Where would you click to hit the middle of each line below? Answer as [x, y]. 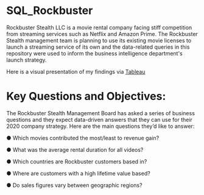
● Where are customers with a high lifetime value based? [78, 173]
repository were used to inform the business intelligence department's [94, 53]
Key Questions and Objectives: [86, 97]
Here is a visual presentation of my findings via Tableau [76, 71]
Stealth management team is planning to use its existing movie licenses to [99, 40]
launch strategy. [26, 60]
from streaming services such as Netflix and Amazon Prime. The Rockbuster [102, 34]
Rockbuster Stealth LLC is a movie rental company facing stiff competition [99, 27]
